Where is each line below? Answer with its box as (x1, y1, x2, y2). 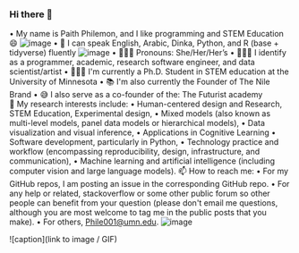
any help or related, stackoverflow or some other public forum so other (9, 188, 270, 199)
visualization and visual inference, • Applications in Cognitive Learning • (9, 127, 277, 138)
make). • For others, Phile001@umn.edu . (9, 216, 159, 227)
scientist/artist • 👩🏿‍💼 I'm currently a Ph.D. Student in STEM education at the (9, 66, 289, 77)
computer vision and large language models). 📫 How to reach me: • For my (9, 165, 289, 177)
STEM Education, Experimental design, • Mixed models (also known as (9, 108, 271, 119)
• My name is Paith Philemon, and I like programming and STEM (9, 29, 245, 39)
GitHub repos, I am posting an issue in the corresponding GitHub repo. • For (9, 179, 290, 190)
